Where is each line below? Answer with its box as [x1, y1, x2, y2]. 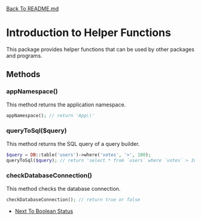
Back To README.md [6, 5, 59, 12]
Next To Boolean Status [14, 207, 74, 215]
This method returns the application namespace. [6, 101, 126, 108]
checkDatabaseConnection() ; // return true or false [6, 197, 141, 203]
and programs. [6, 52, 43, 59]
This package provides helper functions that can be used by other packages [6, 45, 194, 53]
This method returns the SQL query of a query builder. [6, 140, 140, 147]
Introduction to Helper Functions [6, 26, 172, 39]
